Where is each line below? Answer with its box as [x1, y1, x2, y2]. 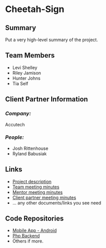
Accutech [5, 121, 25, 127]
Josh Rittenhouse [12, 145, 49, 151]
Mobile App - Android [12, 227, 57, 233]
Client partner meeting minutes [12, 194, 76, 200]
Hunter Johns [12, 75, 41, 81]
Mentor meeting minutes [12, 189, 63, 195]
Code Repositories [5, 214, 64, 222]
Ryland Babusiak [12, 150, 47, 156]
